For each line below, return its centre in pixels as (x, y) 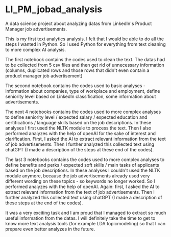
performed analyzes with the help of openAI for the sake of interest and (81, 133)
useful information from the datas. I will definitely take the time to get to (80, 218)
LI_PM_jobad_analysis (54, 9)
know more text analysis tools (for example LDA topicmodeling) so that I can (86, 223)
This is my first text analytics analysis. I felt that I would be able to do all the (85, 39)
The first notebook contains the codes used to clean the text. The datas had (85, 59)
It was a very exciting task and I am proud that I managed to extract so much (86, 213)
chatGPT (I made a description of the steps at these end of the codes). (80, 149)
